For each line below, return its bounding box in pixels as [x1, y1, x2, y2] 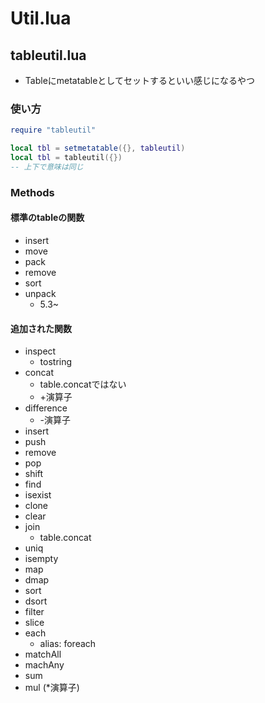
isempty [24, 553, 59, 565]
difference [24, 402, 68, 414]
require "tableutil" [10, 125, 97, 136]
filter [24, 606, 45, 618]
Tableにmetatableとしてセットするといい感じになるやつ [24, 75, 255, 86]
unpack [24, 287, 57, 299]
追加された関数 [10, 322, 72, 334]
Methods [10, 185, 55, 199]
